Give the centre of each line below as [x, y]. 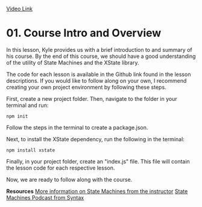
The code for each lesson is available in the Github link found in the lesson [99, 74]
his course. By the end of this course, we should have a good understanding [101, 56]
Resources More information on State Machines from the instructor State [97, 191]
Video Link [20, 9]
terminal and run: [27, 105]
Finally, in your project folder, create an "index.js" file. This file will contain [98, 161]
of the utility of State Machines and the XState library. [73, 62]
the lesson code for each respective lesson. [61, 168]
